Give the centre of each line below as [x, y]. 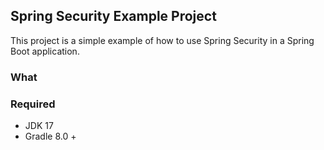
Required [33, 104]
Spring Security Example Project [113, 16]
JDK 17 [39, 126]
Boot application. [45, 51]
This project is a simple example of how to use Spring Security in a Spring [162, 40]
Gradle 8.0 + [50, 136]
